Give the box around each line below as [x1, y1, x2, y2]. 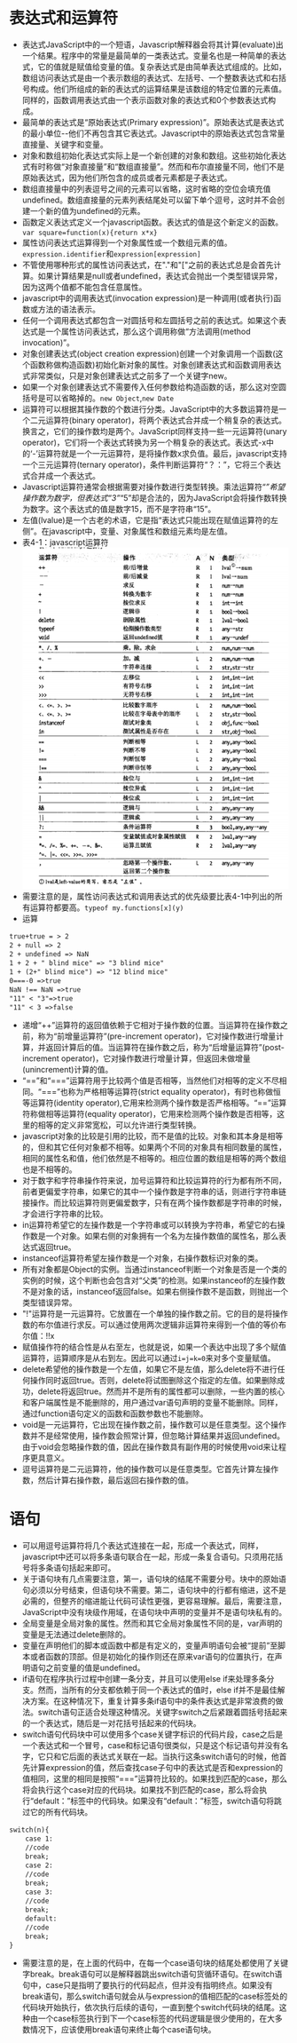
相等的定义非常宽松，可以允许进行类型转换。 [37, 1120, 201, 1130]
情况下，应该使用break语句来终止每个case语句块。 [29, 2023, 216, 2034]
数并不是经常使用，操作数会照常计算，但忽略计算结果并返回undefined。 [21, 1430, 285, 1441]
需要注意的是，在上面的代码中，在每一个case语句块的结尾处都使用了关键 [21, 1957, 289, 1968]
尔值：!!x [21, 1330, 55, 1341]
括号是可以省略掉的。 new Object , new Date [21, 392, 175, 403]
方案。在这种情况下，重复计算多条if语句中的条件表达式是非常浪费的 [29, 1695, 277, 1706]
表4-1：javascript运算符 [21, 536, 109, 547]
